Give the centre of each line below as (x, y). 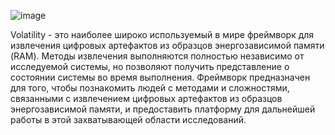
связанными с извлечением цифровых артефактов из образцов (146, 98)
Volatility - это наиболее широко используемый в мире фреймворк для (162, 34)
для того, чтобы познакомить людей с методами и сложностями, (150, 88)
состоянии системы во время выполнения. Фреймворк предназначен (160, 77)
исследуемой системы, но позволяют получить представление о (150, 66)
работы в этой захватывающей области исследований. (128, 119)
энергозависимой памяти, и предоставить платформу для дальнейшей (163, 109)
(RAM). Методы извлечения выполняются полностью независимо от (157, 56)
